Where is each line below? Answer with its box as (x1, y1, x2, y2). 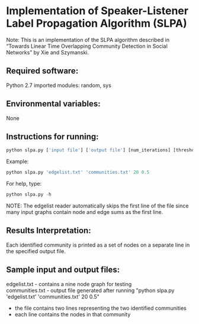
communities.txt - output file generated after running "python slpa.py (6, 287, 175, 294)
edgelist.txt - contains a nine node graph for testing (6, 280, 132, 287)
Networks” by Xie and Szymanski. (6, 48, 89, 56)
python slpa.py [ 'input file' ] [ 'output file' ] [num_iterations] (6, 147, 171, 153)
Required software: (6, 66, 79, 76)
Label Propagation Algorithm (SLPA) (6, 17, 188, 30)
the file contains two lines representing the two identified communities (14, 304, 187, 312)
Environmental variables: (6, 99, 101, 109)
